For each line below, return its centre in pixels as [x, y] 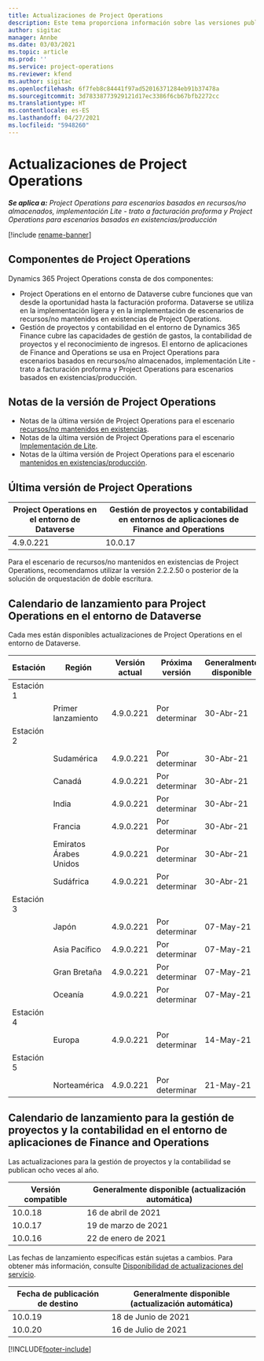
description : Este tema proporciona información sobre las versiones [125, 23]
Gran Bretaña [77, 971]
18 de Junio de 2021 [150, 1317]
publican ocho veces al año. [54, 1170]
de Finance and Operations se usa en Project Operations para [119, 352]
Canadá [68, 781]
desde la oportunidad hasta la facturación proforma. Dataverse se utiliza [136, 302]
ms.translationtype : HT [47, 103]
